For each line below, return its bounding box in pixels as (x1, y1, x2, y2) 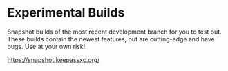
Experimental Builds (7, 5, 125, 21)
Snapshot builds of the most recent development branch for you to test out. (7, 28, 222, 36)
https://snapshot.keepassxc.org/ (7, 55, 100, 63)
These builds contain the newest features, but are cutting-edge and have (7, 34, 216, 43)
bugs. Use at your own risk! (7, 42, 86, 50)
